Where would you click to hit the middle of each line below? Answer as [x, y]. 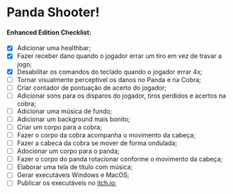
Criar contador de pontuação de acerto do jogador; [92, 87]
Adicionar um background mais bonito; [73, 119]
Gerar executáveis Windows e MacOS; [73, 175]
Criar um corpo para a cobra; [59, 127]
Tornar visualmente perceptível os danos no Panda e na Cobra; [109, 79]
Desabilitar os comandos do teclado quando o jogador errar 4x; [109, 72]
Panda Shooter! [53, 12]
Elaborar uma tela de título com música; [75, 167]
